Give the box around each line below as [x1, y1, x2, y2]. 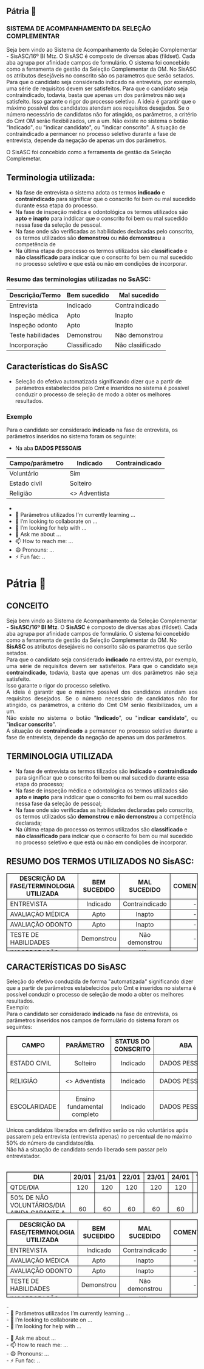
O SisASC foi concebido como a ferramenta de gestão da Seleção [6, 148, 171, 155]
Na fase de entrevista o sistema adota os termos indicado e [15, 188, 165, 196]
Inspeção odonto [9, 321, 58, 329]
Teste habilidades [9, 330, 59, 339]
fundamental [67, 1103, 104, 1111]
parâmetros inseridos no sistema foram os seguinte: [6, 432, 137, 439]
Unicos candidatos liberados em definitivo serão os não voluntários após [6, 1126, 189, 1134]
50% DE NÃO [10, 1193, 49, 1202]
